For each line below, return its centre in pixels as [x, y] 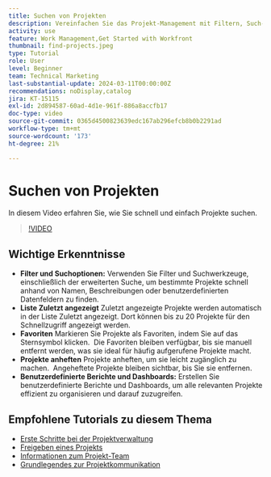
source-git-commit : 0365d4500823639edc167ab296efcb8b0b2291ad [115, 121]
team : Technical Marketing [54, 76]
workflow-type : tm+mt [45, 129]
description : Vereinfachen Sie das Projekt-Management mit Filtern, [126, 23]
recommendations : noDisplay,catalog [70, 91]
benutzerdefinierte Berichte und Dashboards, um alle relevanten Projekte [141, 386]
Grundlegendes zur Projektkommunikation [90, 465]
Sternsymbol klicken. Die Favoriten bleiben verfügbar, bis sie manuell [136, 342]
